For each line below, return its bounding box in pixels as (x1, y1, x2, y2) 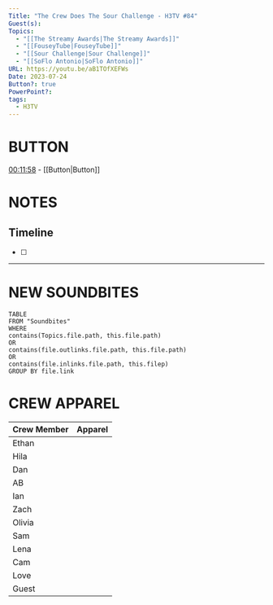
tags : (8, 95, 27, 103)
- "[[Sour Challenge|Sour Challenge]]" (15, 50, 151, 58)
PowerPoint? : (8, 87, 53, 96)
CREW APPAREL (8, 394, 120, 413)
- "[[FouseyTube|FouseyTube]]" (15, 42, 122, 50)
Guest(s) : (8, 20, 42, 28)
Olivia (12, 516, 34, 528)
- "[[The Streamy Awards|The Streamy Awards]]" (15, 34, 180, 43)
